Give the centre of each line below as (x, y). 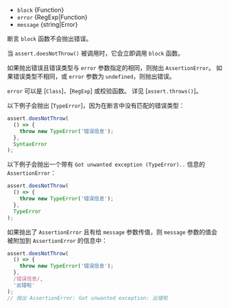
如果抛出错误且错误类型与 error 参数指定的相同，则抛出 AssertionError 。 (111, 68)
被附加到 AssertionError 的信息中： (58, 240)
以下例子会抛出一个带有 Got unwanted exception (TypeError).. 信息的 (106, 165)
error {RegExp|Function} (52, 17)
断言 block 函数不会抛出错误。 (50, 38)
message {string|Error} (47, 24)
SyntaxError (31, 144)
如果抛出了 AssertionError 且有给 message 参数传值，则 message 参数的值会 (112, 232)
